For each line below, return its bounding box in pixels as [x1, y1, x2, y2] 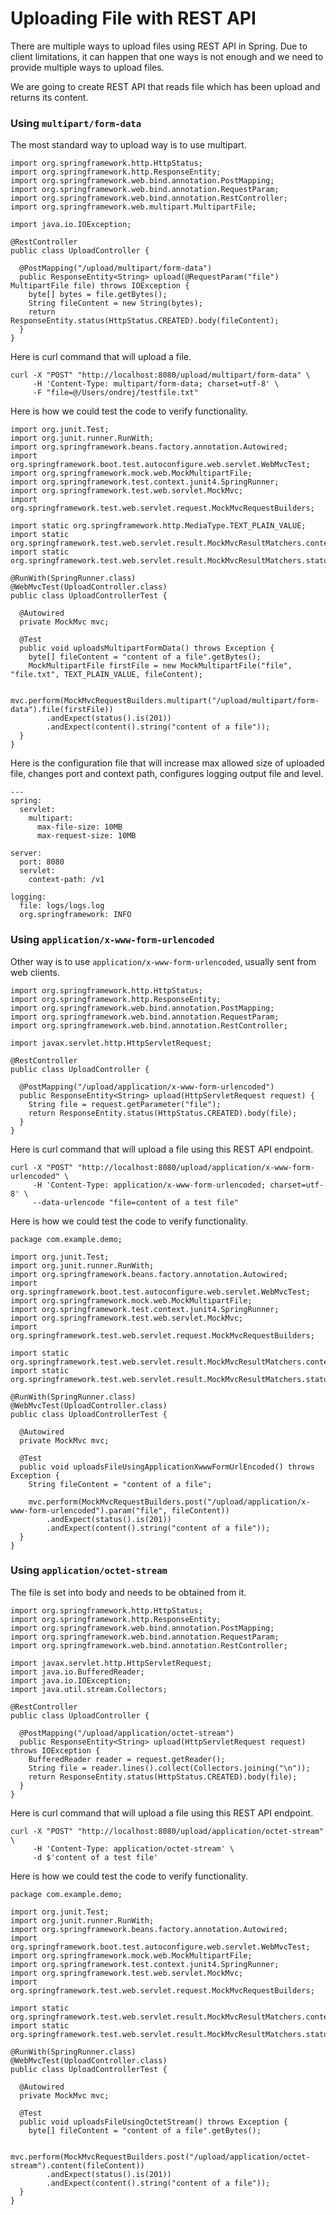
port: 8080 [19, 857, 65, 867]
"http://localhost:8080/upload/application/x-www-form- [77, 1162, 315, 1172]
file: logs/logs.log [19, 901, 105, 911]
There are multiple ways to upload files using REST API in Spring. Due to [10, 40, 308, 52]
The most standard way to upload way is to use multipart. [10, 139, 247, 151]
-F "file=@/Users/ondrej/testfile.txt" [32, 388, 199, 398]
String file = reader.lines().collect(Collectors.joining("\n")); [28, 1763, 311, 1773]
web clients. [10, 966, 60, 978]
